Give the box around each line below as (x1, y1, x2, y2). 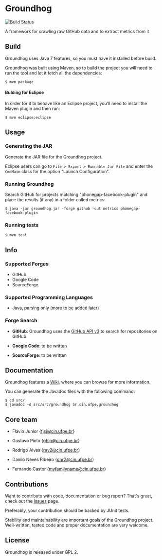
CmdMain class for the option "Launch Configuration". (5, 168, 110, 174)
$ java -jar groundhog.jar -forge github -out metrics (5, 206, 119, 211)
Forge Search (5, 317, 37, 324)
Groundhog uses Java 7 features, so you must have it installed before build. (5, 55, 157, 61)
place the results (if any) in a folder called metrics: (5, 196, 106, 202)
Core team (5, 415, 37, 423)
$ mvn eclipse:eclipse (5, 115, 51, 120)
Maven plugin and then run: (5, 105, 60, 111)
